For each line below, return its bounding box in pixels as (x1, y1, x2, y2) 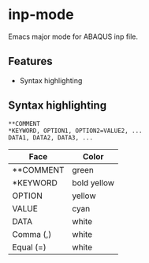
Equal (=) (12, 242, 47, 253)
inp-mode (8, 6, 74, 24)
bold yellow (72, 177, 115, 188)
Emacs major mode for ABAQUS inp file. (8, 32, 139, 41)
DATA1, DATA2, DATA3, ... (8, 133, 93, 142)
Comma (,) (12, 228, 52, 239)
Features (8, 55, 53, 68)
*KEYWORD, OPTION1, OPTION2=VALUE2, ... (8, 127, 143, 135)
